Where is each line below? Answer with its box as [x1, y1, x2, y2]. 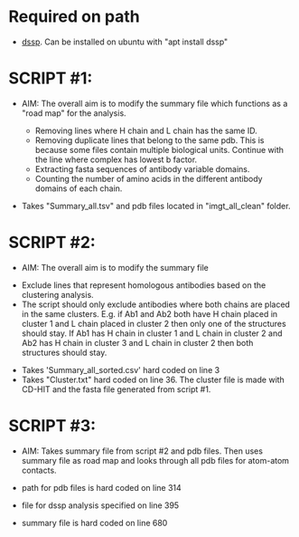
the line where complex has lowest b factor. [34, 154, 198, 165]
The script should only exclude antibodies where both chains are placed [21, 299, 291, 310]
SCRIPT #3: [8, 416, 97, 436]
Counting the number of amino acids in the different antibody [34, 173, 263, 184]
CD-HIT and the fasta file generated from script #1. [21, 383, 211, 395]
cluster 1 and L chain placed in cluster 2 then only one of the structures [21, 318, 286, 329]
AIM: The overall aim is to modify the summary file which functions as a [21, 98, 288, 109]
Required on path [8, 6, 141, 27]
